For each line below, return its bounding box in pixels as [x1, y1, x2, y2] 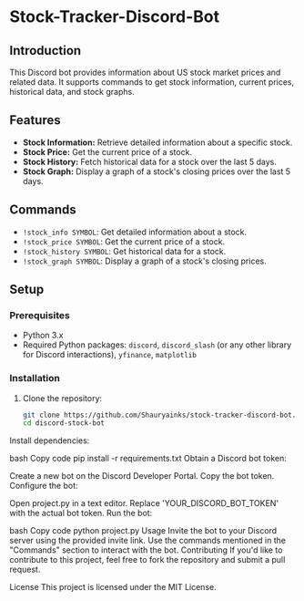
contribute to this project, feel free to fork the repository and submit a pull [9, 554, 286, 565]
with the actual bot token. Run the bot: [9, 508, 153, 519]
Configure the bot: [9, 481, 79, 492]
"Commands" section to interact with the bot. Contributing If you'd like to [9, 544, 283, 555]
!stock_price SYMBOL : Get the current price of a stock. [22, 235, 226, 247]
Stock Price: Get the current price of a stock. [22, 146, 193, 157]
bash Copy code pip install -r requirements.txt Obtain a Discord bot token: [9, 453, 287, 464]
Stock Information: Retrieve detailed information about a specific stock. [22, 137, 293, 148]
